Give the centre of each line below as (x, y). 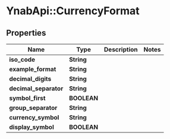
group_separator (33, 108)
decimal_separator (36, 89)
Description (121, 50)
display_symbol (32, 127)
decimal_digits (30, 79)
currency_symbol (34, 117)
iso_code (22, 59)
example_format (33, 69)
